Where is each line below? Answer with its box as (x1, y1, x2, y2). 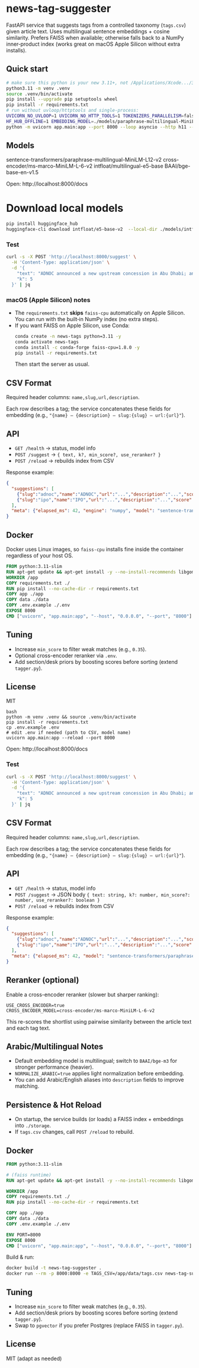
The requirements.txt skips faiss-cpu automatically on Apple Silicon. (14, 309, 185, 316)
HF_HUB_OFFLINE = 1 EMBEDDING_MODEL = (6, 118, 94, 124)
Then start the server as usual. (14, 360, 90, 368)
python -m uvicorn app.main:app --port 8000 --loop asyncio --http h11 (6, 124, 187, 130)
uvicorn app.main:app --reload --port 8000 (6, 735, 115, 741)
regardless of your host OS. (6, 552, 73, 559)
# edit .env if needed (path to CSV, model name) (6, 730, 131, 736)
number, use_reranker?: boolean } (14, 897, 100, 903)
